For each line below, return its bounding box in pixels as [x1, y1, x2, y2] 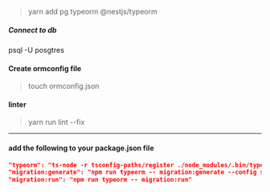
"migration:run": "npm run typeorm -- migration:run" [8, 176, 193, 184]
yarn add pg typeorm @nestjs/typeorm [27, 7, 158, 16]
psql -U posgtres [8, 45, 64, 54]
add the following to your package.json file [8, 143, 154, 153]
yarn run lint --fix [27, 118, 85, 127]
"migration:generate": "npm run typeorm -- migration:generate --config [8, 168, 257, 177]
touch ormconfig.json [27, 82, 100, 91]
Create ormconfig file [8, 63, 82, 73]
